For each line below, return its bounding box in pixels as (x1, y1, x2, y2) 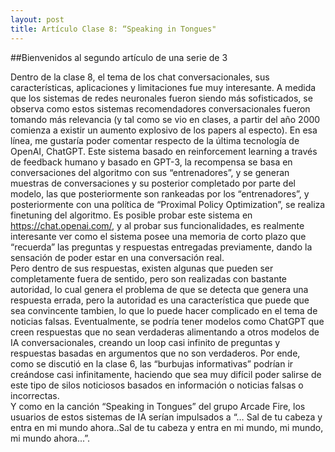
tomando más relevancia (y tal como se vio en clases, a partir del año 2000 (10, 113, 321, 125)
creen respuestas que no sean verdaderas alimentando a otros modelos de (10, 326, 320, 338)
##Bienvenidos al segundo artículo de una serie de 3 (10, 51, 228, 63)
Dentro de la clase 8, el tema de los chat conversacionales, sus (10, 71, 270, 83)
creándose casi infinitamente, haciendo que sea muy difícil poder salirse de (10, 368, 322, 380)
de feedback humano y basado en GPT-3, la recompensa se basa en (10, 156, 293, 168)
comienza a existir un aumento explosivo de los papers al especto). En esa (10, 124, 318, 136)
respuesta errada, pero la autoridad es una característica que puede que (10, 294, 310, 306)
